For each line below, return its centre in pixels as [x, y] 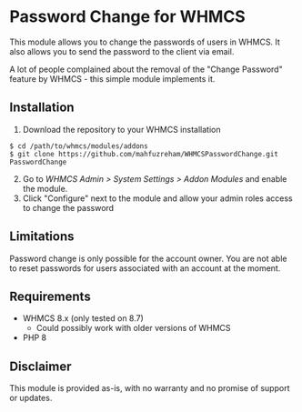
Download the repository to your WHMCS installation [121, 129]
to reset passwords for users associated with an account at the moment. [145, 268]
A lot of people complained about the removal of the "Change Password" [146, 69]
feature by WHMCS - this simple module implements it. [112, 78]
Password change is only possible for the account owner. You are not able [148, 258]
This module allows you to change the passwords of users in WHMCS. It [145, 42]
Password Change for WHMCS [127, 17]
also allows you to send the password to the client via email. [122, 51]
